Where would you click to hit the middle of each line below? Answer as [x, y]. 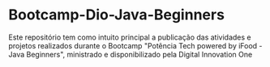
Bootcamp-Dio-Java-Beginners [117, 15]
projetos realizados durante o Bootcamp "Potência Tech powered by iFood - [135, 45]
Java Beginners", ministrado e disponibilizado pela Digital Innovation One [131, 54]
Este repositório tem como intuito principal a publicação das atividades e [130, 37]
